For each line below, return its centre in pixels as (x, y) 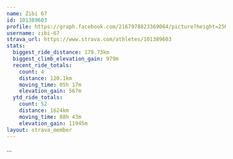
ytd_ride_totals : (38, 98)
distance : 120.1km (46, 78)
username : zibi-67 (33, 33)
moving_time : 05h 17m (50, 85)
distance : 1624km (44, 110)
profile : (19, 26)
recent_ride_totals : (42, 65)
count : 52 (33, 104)
